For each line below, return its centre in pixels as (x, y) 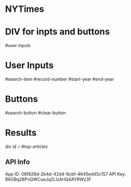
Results (21, 133)
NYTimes (25, 9)
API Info (17, 162)
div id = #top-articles (26, 146)
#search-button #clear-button (35, 113)
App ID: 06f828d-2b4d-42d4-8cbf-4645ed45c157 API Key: (66, 174)
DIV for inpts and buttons (57, 32)
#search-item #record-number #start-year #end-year (60, 79)
